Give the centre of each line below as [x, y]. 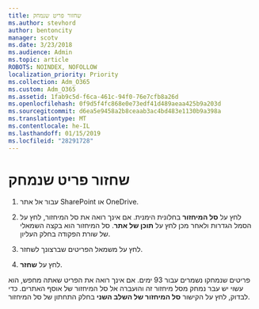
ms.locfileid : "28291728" [51, 141]
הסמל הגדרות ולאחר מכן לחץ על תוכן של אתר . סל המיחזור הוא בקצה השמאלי [135, 226]
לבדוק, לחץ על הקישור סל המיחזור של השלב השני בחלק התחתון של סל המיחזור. [129, 297]
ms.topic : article [38, 60]
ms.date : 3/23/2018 [40, 45]
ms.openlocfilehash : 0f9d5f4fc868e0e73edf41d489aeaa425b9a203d [115, 104]
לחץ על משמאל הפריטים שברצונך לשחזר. [81, 250]
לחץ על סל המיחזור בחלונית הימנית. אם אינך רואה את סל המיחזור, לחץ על [130, 217]
